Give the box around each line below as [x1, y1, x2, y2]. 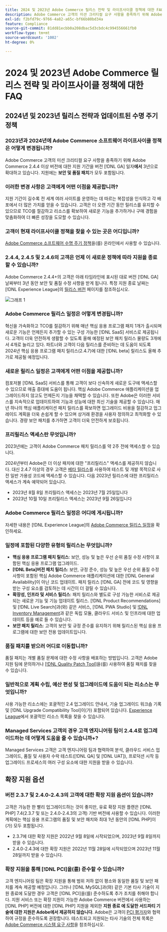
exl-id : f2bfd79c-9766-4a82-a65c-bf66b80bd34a [5, 16, 103, 21]
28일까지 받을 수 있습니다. [12, 852, 63, 858]
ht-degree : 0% [5, 40, 35, 45]
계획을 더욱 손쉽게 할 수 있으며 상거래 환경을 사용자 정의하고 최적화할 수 [18, 411, 157, 417]
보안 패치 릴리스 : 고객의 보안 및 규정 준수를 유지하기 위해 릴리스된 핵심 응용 [12, 622, 157, 628]
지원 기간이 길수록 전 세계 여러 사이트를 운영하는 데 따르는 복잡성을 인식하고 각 [5, 195, 157, 201]
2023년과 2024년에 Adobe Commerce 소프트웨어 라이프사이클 [5, 137, 152, 144]
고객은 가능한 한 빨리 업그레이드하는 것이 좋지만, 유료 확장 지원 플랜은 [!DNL [5, 804, 152, 810]
